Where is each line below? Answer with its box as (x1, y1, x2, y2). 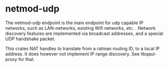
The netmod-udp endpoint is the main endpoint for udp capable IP (5, 20, 144, 26)
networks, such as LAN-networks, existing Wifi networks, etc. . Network (5, 25, 156, 31)
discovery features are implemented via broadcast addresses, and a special (5, 30, 163, 36)
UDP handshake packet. (5, 36, 56, 42)
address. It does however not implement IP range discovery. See (5, 51, 140, 57)
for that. (18, 56, 35, 62)
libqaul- (141, 51, 157, 57)
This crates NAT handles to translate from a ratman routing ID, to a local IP (5, 45, 160, 51)
